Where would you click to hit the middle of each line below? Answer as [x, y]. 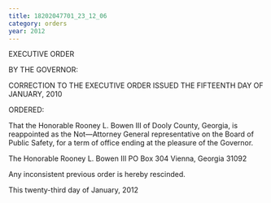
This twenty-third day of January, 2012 [73, 190]
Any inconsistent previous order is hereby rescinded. [97, 175]
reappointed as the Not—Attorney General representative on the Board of [131, 134]
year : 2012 [27, 31]
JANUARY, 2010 [35, 94]
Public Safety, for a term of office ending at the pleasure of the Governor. [131, 143]
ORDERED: [26, 110]
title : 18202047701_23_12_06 [58, 16]
